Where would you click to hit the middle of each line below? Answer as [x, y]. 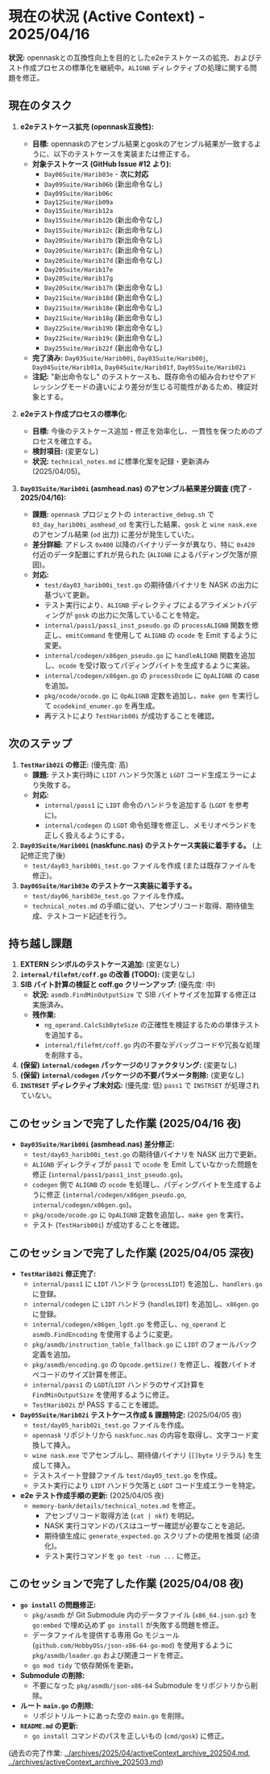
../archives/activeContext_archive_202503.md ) [86, 1762]
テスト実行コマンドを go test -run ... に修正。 [125, 1556]
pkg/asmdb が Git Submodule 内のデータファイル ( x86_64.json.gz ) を [145, 1614]
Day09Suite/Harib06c [79, 194]
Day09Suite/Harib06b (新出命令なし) [103, 184]
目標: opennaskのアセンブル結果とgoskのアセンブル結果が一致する [143, 144]
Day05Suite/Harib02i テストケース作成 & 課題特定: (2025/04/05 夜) [131, 1415]
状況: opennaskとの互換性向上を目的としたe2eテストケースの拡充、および [132, 57]
